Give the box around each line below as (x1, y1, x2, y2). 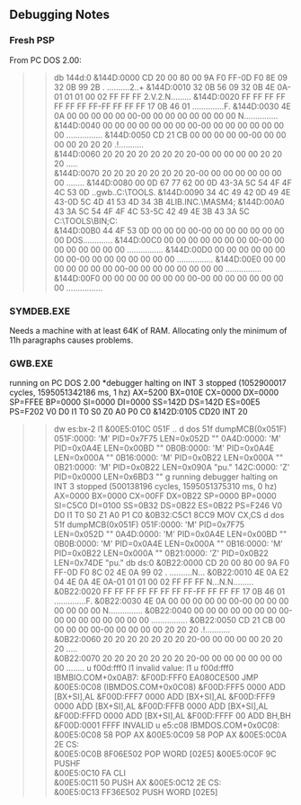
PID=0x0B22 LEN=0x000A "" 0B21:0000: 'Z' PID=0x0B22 (53, 548, 270, 559)
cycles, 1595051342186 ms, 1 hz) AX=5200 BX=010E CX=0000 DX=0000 (9, 387, 279, 398)
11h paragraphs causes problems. (9, 335, 134, 345)
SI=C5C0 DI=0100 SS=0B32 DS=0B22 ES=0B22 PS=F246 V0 (53, 500, 283, 511)
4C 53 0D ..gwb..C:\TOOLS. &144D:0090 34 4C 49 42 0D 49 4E (53, 186, 291, 197)
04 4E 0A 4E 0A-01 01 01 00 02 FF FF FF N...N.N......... (53, 577, 254, 587)
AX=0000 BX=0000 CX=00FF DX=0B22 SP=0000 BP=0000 (53, 490, 277, 502)
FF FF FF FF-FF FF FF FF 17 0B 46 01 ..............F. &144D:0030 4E (53, 101, 292, 112)
